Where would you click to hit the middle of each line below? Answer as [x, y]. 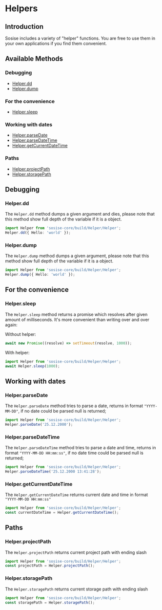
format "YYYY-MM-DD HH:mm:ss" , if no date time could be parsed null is [74, 453]
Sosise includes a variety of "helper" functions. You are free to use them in [80, 38]
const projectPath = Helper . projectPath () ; [50, 566]
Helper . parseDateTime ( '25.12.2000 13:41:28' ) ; [53, 471]
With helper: [17, 352]
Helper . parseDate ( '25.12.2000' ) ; [39, 424]
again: [11, 325]
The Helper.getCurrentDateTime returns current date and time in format [77, 495]
